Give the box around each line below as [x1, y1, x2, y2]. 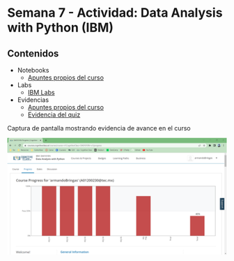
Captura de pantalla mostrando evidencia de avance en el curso [7, 124, 192, 132]
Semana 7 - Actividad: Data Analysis [7, 5, 223, 21]
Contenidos [7, 47, 59, 59]
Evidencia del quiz [27, 110, 81, 119]
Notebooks [17, 66, 49, 74]
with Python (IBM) [7, 20, 114, 36]
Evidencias [17, 96, 49, 104]
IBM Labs [27, 89, 55, 96]
